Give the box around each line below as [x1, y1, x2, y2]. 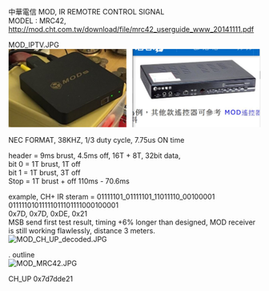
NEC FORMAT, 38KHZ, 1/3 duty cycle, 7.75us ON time [8, 135, 185, 145]
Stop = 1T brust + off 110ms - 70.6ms [8, 176, 130, 186]
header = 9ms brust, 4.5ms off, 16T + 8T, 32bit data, [8, 151, 181, 160]
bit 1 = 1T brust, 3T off [8, 168, 81, 178]
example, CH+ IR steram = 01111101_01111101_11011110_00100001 [8, 192, 215, 202]
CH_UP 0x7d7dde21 [8, 274, 74, 284]
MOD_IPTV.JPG [8, 40, 60, 50]
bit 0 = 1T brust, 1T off [8, 160, 82, 169]
